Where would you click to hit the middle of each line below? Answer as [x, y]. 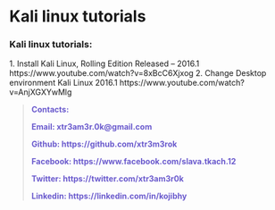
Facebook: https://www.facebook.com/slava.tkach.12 [133, 162]
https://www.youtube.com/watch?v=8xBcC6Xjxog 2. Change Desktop [138, 73]
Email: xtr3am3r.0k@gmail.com [92, 127]
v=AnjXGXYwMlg [41, 92]
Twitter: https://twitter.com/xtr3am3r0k [108, 179]
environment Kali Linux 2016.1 [63, 83]
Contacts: [50, 110]
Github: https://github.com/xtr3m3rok [104, 144]
